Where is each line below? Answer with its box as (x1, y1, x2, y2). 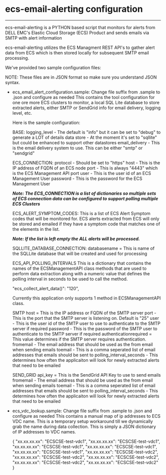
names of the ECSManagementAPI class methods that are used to (12, 265, 147, 271)
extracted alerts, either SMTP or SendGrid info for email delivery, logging (12, 105, 161, 111)
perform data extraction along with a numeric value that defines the (12, 270, 150, 276)
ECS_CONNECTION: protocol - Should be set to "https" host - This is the (12, 160, 161, 166)
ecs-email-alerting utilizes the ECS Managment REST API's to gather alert (5, 44, 155, 50)
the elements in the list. (12, 226, 60, 232)
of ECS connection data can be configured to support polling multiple (12, 195, 159, 201)
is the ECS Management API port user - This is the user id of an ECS (12, 170, 152, 176)
